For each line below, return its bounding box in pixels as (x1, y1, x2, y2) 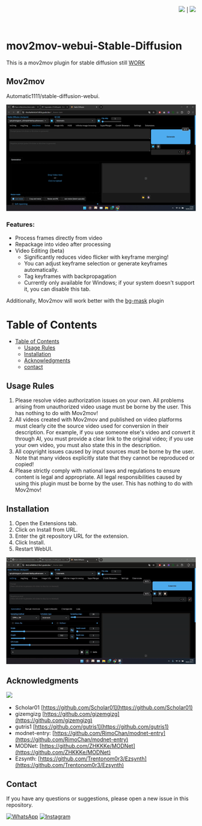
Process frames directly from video (14, 234, 103, 241)
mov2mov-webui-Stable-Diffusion (6, 39, 182, 53)
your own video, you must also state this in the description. (14, 442, 161, 449)
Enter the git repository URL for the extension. (14, 532, 129, 540)
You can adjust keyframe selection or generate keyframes (23, 259, 168, 267)
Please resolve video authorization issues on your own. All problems (14, 397, 185, 404)
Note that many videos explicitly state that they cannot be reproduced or (14, 454, 195, 461)
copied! (14, 461, 34, 468)
